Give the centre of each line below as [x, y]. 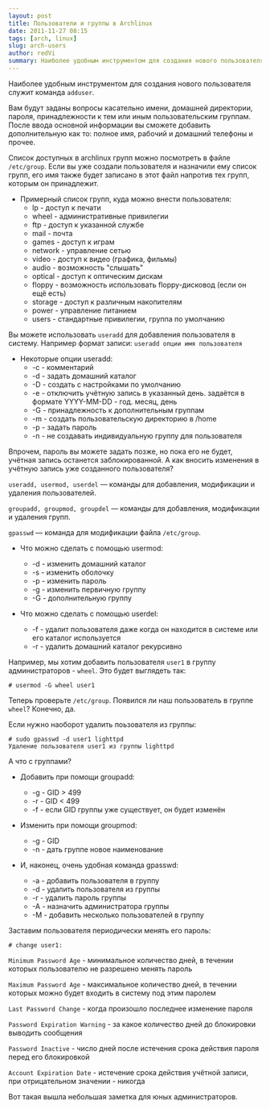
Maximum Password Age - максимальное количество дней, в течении [123, 984]
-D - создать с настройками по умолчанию [106, 384]
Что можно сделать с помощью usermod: [91, 548]
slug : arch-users [37, 46]
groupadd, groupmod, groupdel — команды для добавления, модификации [134, 508]
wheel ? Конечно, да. [42, 708]
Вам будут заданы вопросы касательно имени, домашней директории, [131, 108]
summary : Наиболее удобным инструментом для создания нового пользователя [136, 61]
